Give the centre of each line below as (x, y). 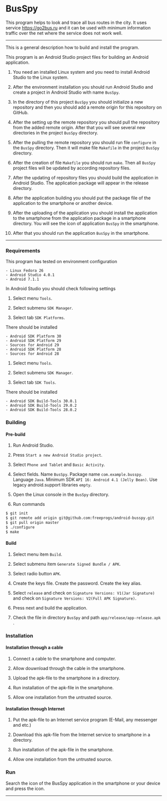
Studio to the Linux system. (41, 77)
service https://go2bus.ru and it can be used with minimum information (78, 27)
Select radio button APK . (37, 573)
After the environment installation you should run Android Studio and (83, 87)
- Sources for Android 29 (32, 345)
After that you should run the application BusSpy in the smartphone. (81, 233)
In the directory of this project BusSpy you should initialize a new (78, 102)
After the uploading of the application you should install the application (85, 213)
